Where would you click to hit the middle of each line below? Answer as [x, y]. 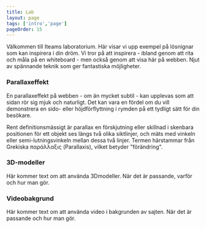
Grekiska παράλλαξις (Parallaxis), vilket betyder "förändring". [85, 147]
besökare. [19, 115]
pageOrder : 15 [25, 29]
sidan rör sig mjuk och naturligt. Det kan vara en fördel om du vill [88, 102]
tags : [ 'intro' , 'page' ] [37, 23]
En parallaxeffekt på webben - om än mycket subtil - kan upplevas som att [100, 95]
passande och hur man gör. [41, 218]
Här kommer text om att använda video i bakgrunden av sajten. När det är [99, 212]
